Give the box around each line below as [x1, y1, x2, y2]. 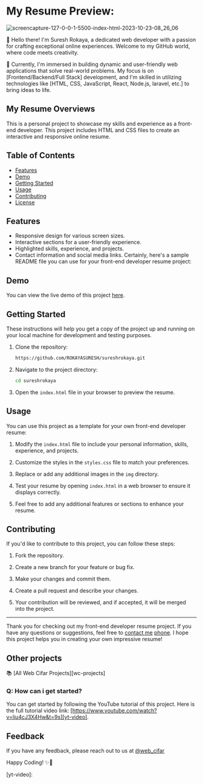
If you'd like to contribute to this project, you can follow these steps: [6, 540, 175, 547]
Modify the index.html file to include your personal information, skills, [14, 440, 188, 447]
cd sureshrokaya [14, 377, 56, 384]
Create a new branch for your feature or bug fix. [14, 564, 135, 571]
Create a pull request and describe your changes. [14, 587, 139, 595]
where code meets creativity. [6, 48, 79, 56]
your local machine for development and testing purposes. [6, 332, 152, 338]
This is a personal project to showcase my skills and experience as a [6, 120, 177, 127]
